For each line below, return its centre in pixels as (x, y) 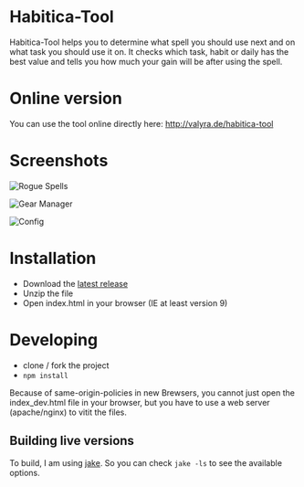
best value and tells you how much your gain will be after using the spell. (146, 61)
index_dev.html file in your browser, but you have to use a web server (140, 402)
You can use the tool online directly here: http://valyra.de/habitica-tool (142, 123)
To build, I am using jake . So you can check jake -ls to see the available (146, 462)
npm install (45, 376)
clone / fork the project (66, 365)
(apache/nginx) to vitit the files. (68, 412)
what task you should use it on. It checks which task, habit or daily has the (149, 51)
